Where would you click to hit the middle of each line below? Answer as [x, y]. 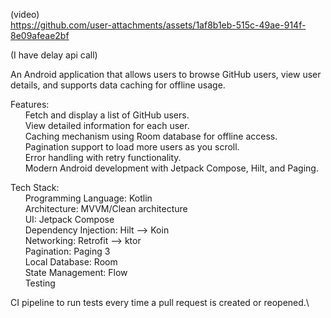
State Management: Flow [76, 272]
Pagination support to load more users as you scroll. [132, 147]
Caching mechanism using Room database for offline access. [151, 136]
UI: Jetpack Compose [69, 219]
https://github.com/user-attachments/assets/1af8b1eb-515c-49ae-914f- [158, 25]
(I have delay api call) [54, 55]
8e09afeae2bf [40, 35]
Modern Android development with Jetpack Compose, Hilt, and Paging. [171, 168]
